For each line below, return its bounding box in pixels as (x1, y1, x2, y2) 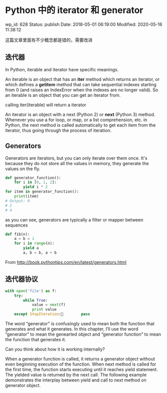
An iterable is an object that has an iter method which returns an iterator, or (5, 76, 160, 82)
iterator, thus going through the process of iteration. (5, 127, 112, 133)
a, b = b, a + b (23, 250, 57, 255)
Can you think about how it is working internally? (5, 346, 105, 352)
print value (31, 307, 57, 312)
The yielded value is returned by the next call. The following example (5, 372, 147, 378)
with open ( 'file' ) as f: (5, 288, 57, 293)
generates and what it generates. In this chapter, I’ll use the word (5, 326, 139, 332)
